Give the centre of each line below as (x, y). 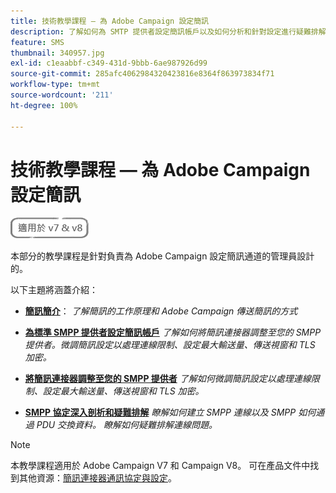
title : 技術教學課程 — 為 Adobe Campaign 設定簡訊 (109, 21)
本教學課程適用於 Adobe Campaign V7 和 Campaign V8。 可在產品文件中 (160, 466)
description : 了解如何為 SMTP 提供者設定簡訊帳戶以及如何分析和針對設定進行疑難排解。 (172, 31)
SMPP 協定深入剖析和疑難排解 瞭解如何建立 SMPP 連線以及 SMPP (160, 412)
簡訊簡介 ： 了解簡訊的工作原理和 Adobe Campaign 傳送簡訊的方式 (161, 311)
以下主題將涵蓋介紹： (54, 290)
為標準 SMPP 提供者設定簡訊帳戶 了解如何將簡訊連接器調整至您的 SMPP (173, 332)
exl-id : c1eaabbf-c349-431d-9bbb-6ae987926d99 (109, 63)
